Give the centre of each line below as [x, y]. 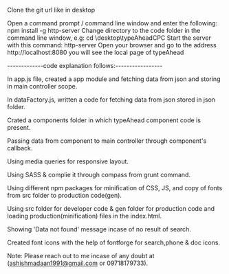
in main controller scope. [42, 86]
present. [19, 127]
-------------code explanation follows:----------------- [85, 66]
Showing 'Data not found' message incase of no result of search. [99, 229]
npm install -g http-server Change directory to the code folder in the [104, 31]
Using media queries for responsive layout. [68, 161]
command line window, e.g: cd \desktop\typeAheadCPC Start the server [109, 38]
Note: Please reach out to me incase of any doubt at [81, 256]
